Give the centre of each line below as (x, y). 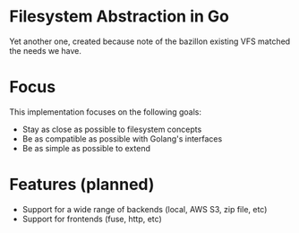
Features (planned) (82, 185)
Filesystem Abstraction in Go (120, 17)
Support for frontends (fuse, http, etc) (92, 219)
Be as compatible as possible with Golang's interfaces (122, 138)
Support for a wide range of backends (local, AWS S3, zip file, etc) (145, 209)
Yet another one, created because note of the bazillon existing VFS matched (150, 41)
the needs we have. (46, 50)
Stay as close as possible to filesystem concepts (112, 129)
